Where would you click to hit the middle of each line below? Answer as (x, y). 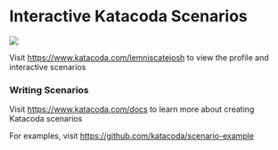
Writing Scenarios (49, 90)
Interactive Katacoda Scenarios (128, 16)
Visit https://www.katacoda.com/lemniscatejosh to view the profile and (139, 57)
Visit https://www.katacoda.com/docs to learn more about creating (132, 109)
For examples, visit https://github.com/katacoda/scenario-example (131, 136)
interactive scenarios (48, 67)
